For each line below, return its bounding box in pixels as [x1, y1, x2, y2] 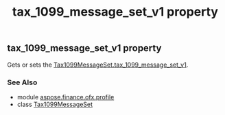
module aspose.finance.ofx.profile [16, 93, 115, 101]
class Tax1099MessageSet [16, 100, 93, 108]
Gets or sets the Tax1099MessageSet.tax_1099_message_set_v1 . [7, 61, 189, 69]
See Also [7, 78, 38, 87]
